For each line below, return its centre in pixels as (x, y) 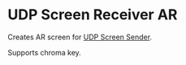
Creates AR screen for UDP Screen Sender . (80, 37)
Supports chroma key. (45, 52)
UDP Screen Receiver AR (93, 15)
